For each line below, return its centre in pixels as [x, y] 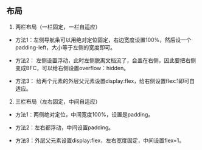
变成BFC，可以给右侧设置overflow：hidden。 [72, 68]
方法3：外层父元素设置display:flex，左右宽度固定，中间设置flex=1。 [99, 140]
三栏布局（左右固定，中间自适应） [58, 101]
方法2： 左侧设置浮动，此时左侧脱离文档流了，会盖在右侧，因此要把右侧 [106, 60]
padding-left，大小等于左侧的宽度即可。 [65, 47]
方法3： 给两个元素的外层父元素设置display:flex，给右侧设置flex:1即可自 [105, 80]
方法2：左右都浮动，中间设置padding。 [64, 127]
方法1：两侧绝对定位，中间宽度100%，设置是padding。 [84, 114]
